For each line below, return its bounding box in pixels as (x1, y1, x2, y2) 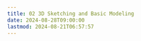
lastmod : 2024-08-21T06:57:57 (7, 23, 95, 30)
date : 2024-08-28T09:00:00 (7, 17, 85, 24)
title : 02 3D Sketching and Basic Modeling (7, 10, 135, 17)
